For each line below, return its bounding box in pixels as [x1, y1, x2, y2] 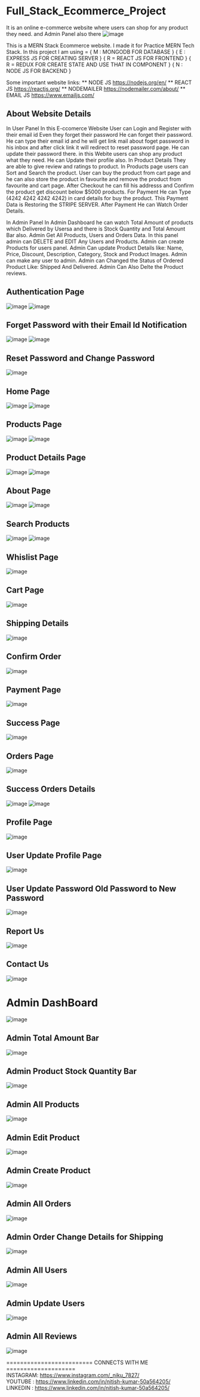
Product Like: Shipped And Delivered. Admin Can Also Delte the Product [6, 263, 184, 270]
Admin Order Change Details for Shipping [6, 1232, 164, 1242]
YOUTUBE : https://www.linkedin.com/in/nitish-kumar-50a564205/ [6, 1378, 171, 1385]
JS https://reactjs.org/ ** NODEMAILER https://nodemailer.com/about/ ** [6, 85, 186, 92]
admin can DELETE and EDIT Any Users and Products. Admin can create [6, 238, 184, 245]
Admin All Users [6, 1265, 67, 1275]
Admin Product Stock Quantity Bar [6, 1066, 137, 1076]
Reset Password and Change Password [6, 353, 155, 363]
